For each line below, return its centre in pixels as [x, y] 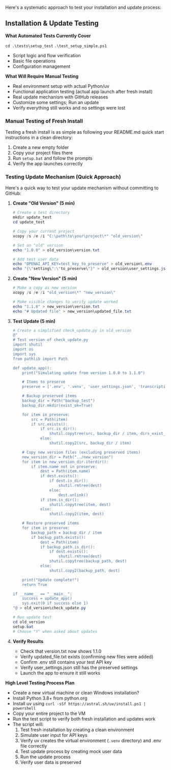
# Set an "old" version [38, 245]
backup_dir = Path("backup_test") [59, 401]
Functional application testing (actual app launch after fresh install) [82, 91]
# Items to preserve [44, 382]
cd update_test [29, 222]
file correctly [34, 746]
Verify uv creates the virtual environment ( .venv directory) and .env [91, 740]
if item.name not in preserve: [64, 466]
